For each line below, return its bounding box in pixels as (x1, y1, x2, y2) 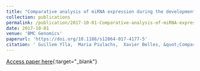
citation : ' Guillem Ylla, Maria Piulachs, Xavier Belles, (6, 42, 161, 48)
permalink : (6, 20, 33, 25)
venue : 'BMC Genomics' (6, 31, 62, 37)
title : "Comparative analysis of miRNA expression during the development (6, 8, 196, 15)
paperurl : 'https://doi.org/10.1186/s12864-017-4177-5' (6, 36, 148, 42)
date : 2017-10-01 (6, 25, 49, 31)
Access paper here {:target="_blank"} (6, 57, 98, 65)
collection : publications (6, 14, 70, 20)
